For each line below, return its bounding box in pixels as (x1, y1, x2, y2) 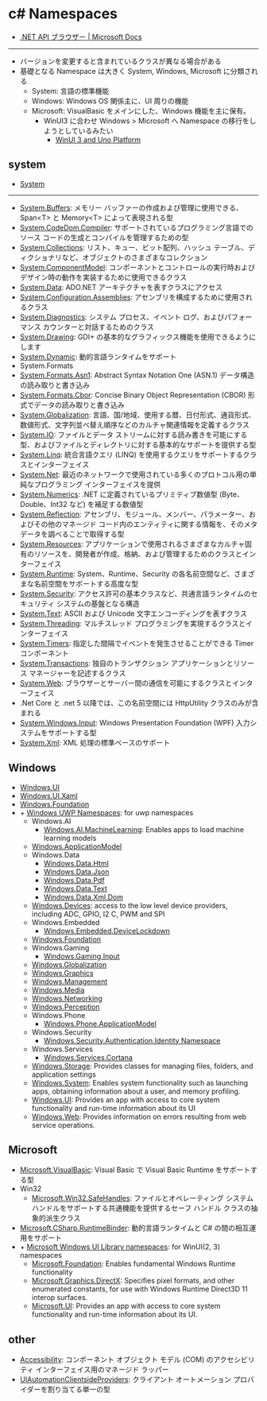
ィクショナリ (19, 252, 62, 262)
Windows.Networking (31, 993, 103, 1003)
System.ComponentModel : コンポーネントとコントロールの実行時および (19, 262, 256, 272)
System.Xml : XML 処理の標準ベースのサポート (19, 737, 171, 747)
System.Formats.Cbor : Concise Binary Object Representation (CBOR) (19, 390, 246, 400)
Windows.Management (31, 977, 108, 986)
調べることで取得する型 (47, 529, 125, 539)
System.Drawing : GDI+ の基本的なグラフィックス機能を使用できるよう (19, 331, 250, 342)
